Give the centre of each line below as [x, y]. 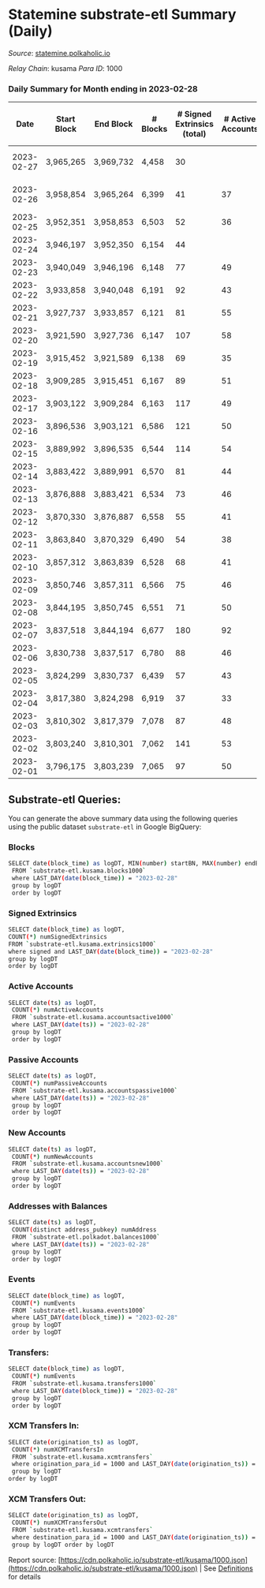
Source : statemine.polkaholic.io [59, 53]
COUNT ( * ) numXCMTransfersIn [58, 1449]
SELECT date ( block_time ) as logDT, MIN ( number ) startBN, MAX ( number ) [125, 864]
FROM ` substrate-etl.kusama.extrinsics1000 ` [82, 944]
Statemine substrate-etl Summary [122, 15]
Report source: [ [35, 1560]
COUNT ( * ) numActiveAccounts [58, 1010]
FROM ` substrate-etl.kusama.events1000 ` [79, 1310]
